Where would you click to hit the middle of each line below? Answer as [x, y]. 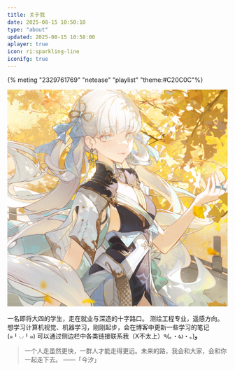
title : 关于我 [26, 15]
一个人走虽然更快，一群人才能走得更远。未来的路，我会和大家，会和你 [126, 351]
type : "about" [28, 29]
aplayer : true [28, 44]
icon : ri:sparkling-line [43, 52]
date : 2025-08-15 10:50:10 [47, 22]
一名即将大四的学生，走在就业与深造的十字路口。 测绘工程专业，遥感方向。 [115, 319]
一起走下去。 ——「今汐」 [62, 360]
